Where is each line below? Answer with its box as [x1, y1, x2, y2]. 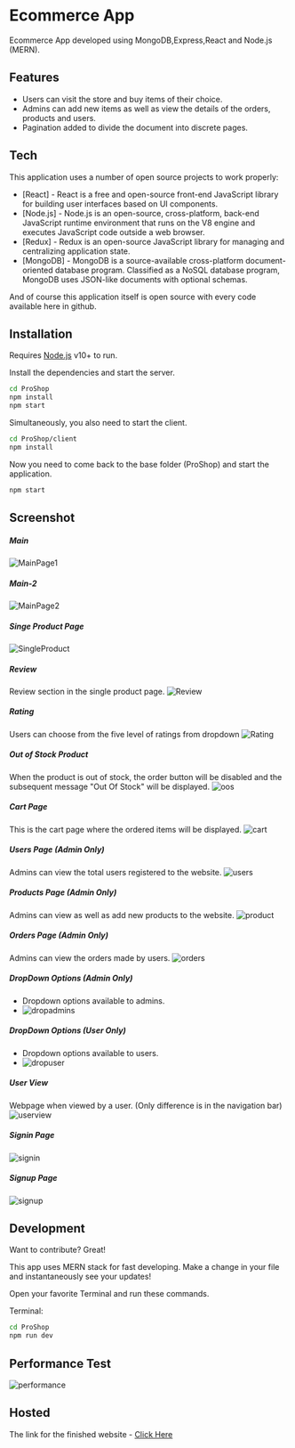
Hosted [9, 1405, 51, 1420]
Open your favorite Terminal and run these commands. [9, 1289, 210, 1299]
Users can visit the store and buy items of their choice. [21, 94, 223, 104]
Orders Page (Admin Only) [9, 930, 109, 940]
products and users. [21, 112, 96, 123]
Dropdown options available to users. [21, 1047, 159, 1058]
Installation [9, 326, 73, 341]
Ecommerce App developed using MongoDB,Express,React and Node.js [9, 35, 273, 45]
